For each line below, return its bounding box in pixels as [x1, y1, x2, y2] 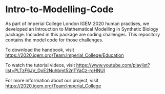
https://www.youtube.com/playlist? [76, 62, 150, 68]
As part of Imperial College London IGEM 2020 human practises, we [5, 20, 150, 27]
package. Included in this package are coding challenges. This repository [5, 31, 160, 37]
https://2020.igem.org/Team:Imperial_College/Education [5, 52, 124, 58]
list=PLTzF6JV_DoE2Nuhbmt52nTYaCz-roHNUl [5, 67, 105, 74]
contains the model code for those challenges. [5, 37, 104, 43]
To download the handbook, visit [5, 46, 74, 53]
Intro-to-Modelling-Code [5, 4, 114, 15]
